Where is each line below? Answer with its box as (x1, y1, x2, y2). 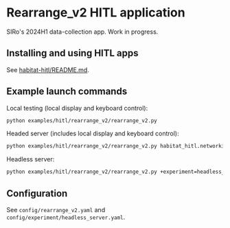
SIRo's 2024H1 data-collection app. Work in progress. (6, 27, 159, 36)
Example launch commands (6, 86, 128, 98)
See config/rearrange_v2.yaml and (6, 206, 106, 214)
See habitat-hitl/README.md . (6, 65, 90, 73)
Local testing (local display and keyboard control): (6, 104, 148, 112)
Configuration (6, 187, 68, 199)
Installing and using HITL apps (6, 47, 139, 59)
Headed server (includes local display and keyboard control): (6, 129, 179, 138)
